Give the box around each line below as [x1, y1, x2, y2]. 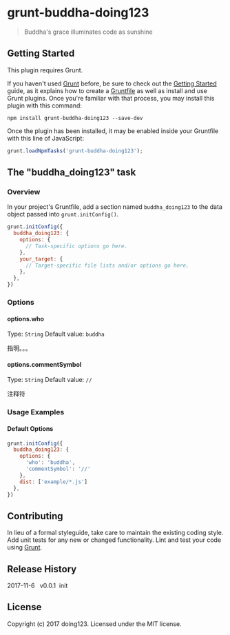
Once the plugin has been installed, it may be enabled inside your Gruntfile [7, 126, 219, 135]
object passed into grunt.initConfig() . [7, 210, 119, 219]
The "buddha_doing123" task [7, 167, 136, 179]
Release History [7, 563, 77, 575]
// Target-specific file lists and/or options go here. [25, 262, 189, 269]
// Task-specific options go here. [25, 243, 128, 250]
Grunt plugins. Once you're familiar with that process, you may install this [7, 94, 215, 102]
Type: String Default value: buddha [7, 330, 105, 339]
